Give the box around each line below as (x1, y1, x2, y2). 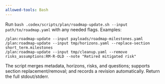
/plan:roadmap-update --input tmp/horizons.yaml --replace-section (5, 41, 150, 46)
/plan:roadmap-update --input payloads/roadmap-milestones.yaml (5, 36, 143, 41)
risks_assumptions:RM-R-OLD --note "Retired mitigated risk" (5, 54, 137, 59)
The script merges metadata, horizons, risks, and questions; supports (5, 62, 150, 68)
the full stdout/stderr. (5, 73, 49, 79)
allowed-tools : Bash (5, 7, 49, 13)
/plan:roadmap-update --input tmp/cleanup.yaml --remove (5, 49, 128, 54)
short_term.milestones (5, 45, 53, 50)
